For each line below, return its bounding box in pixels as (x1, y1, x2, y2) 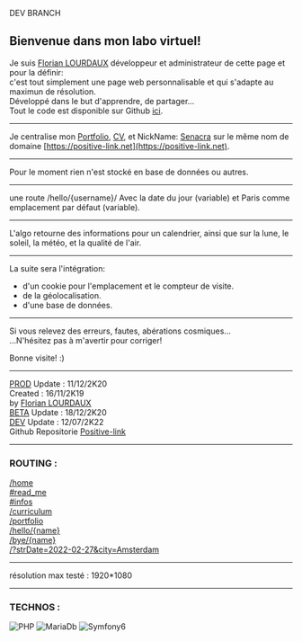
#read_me (9, 487, 47, 498)
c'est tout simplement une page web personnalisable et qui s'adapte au (9, 76, 274, 87)
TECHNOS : (9, 601, 61, 614)
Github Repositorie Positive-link (9, 426, 126, 437)
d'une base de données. (22, 299, 113, 310)
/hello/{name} (9, 525, 61, 536)
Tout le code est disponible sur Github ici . (9, 105, 164, 116)
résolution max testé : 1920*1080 (9, 570, 133, 581)
